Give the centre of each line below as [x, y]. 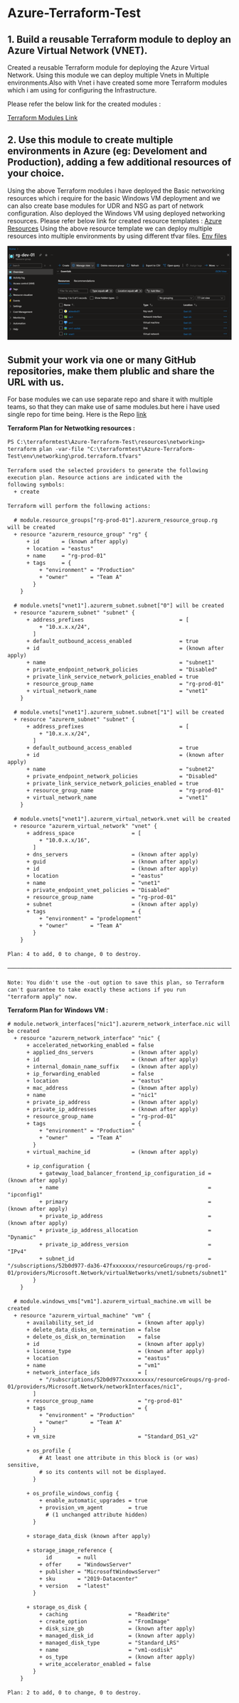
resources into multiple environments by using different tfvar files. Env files [117, 235]
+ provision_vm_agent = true [93, 1508]
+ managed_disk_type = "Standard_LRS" [109, 1643]
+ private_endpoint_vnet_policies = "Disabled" [98, 891]
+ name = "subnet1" [120, 663]
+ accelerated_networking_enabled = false [90, 1046]
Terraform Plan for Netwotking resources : [71, 428]
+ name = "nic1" [92, 1095]
